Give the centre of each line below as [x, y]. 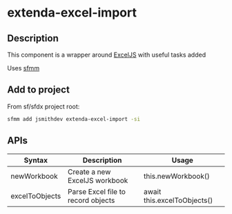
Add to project [39, 90]
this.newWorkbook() [177, 176]
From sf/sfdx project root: [43, 106]
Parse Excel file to [97, 191]
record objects [91, 200]
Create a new [89, 172]
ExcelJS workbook [98, 180]
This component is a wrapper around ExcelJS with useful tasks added [106, 55]
